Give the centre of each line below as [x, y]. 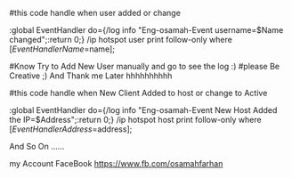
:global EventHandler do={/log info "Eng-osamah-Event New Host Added [143, 110]
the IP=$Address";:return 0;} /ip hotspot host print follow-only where [135, 120]
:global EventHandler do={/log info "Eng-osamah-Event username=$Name [146, 30]
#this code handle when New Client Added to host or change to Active [138, 93]
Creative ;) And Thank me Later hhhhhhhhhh [91, 76]
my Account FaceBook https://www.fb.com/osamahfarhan [116, 163]
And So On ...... [37, 146]
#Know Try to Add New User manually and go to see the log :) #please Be [145, 66]
